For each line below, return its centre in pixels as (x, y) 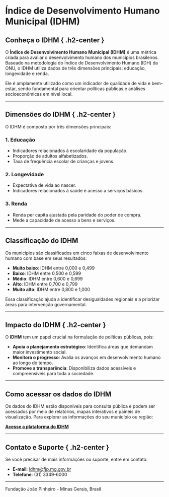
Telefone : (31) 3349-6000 (40, 474)
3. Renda (16, 204)
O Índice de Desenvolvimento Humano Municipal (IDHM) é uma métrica (81, 52)
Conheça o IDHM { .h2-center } (55, 40)
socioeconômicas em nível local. (39, 94)
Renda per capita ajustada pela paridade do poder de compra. (77, 215)
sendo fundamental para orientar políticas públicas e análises (82, 89)
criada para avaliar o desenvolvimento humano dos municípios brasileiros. (82, 57)
